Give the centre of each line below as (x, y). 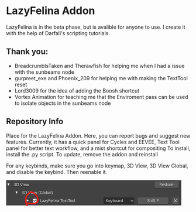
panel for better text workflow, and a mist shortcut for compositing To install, (98, 148)
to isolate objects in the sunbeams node (63, 103)
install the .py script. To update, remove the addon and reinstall (82, 154)
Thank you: (27, 52)
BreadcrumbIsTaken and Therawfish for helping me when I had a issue (99, 66)
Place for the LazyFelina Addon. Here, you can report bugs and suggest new (98, 135)
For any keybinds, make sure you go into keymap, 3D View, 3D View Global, (97, 166)
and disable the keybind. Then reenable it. (57, 172)
